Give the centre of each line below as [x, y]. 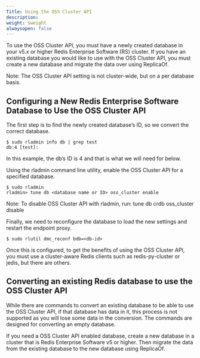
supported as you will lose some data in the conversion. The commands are [99, 318]
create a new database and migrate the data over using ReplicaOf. [87, 65]
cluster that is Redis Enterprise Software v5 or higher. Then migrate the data [100, 342]
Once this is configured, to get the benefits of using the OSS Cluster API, [96, 250]
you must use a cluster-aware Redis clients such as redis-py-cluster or [93, 256]
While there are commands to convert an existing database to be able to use [100, 305]
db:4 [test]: [22, 148]
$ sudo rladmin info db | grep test [52, 142]
